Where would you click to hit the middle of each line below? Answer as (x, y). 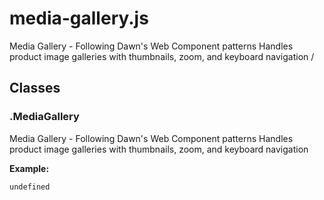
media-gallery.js (79, 18)
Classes (35, 88)
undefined (30, 187)
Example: (29, 168)
